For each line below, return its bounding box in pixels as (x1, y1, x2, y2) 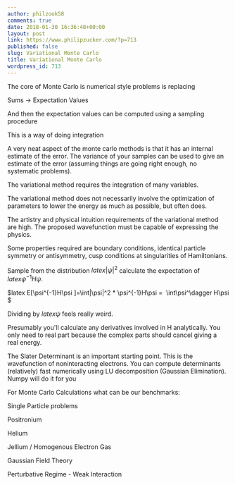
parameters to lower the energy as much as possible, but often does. (7, 202, 208, 210)
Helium (7, 429, 28, 437)
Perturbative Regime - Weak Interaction (7, 469, 122, 478)
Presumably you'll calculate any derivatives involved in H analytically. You (7, 323, 221, 331)
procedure (7, 117, 38, 125)
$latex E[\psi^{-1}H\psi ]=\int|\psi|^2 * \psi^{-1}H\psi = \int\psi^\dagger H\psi (7, 288, 229, 297)
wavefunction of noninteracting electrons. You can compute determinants (7, 359, 222, 367)
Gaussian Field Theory (7, 456, 72, 465)
